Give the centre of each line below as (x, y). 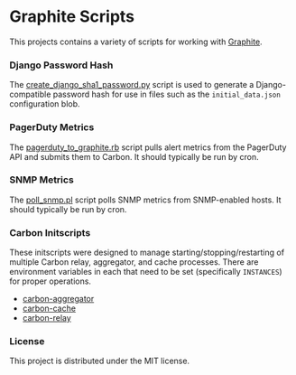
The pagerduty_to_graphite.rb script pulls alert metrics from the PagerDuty (148, 147)
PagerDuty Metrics (52, 127)
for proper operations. (51, 281)
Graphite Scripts (72, 17)
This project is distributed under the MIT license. (100, 361)
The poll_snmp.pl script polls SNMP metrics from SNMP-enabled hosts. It (145, 200)
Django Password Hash (61, 65)
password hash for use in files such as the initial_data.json (167, 94)
